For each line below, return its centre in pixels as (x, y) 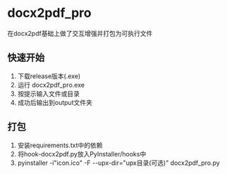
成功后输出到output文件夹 (55, 102)
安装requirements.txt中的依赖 (60, 145)
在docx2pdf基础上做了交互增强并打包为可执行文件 (80, 33)
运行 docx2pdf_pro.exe (51, 85)
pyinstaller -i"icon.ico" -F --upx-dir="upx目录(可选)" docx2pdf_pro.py (118, 163)
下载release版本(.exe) (49, 76)
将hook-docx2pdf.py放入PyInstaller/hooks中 (82, 154)
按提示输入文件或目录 (48, 94)
